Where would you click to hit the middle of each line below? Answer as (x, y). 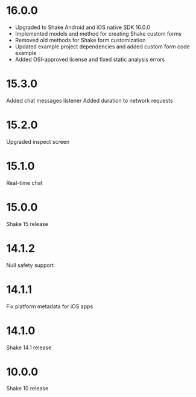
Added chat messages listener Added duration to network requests (90, 100)
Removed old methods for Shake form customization (80, 40)
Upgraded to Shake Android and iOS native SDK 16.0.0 (83, 27)
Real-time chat (24, 182)
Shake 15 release (27, 224)
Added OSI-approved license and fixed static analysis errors (90, 59)
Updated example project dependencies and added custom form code (102, 47)
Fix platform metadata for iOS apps (50, 306)
